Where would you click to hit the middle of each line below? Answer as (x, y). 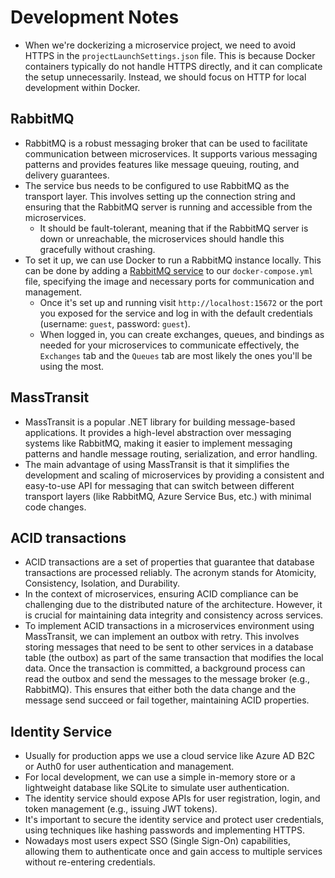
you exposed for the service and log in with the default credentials (176, 313)
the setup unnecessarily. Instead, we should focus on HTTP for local (165, 77)
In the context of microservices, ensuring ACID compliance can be (161, 594)
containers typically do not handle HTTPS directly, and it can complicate (173, 66)
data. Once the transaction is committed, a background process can (165, 668)
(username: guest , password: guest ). (115, 323)
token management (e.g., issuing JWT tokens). (121, 809)
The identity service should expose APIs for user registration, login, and (172, 798)
